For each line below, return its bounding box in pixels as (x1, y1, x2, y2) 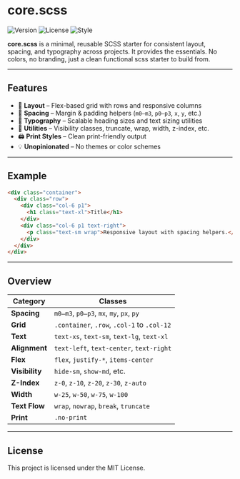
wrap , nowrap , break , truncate (54, 401, 150, 411)
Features (7, 82, 48, 94)
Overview (7, 275, 52, 287)
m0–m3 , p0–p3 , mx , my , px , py (54, 308, 139, 318)
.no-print (54, 413, 88, 422)
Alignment (11, 343, 48, 353)
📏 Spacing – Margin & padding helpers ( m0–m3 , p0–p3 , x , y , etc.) (17, 109, 202, 117)
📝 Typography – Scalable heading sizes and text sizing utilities (17, 116, 203, 125)
